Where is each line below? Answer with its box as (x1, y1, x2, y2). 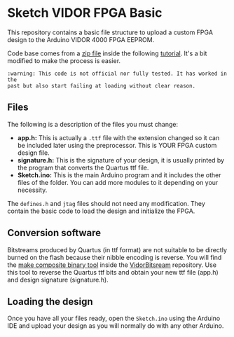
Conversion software (7, 227, 102, 239)
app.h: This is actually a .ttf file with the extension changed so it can (17, 133, 220, 142)
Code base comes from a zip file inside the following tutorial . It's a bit (7, 49, 207, 57)
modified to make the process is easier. (7, 56, 121, 64)
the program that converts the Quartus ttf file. (17, 163, 149, 172)
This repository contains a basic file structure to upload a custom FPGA (7, 28, 214, 36)
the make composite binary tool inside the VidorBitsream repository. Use (7, 261, 217, 269)
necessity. (17, 186, 48, 194)
